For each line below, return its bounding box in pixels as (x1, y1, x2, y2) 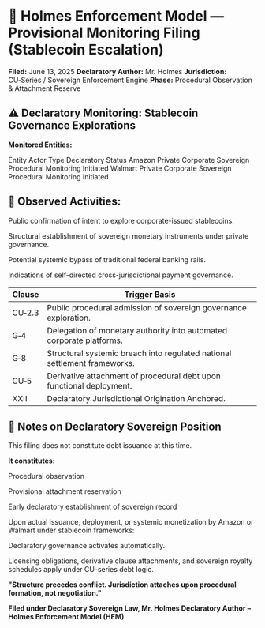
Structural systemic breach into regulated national (47, 348, 232, 359)
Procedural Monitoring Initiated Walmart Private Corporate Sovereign (8, 164, 232, 173)
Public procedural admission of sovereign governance (47, 302, 247, 313)
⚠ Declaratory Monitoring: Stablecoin (8, 107, 199, 120)
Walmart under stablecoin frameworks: (8, 525, 135, 536)
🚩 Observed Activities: (8, 195, 121, 209)
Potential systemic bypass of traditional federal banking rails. (8, 254, 207, 264)
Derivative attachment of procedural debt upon (47, 370, 221, 382)
